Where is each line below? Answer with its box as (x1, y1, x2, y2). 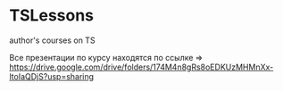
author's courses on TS (9, 35, 96, 45)
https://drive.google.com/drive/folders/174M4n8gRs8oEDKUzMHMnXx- (9, 62, 274, 72)
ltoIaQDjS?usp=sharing (9, 70, 95, 81)
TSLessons (9, 5, 95, 26)
